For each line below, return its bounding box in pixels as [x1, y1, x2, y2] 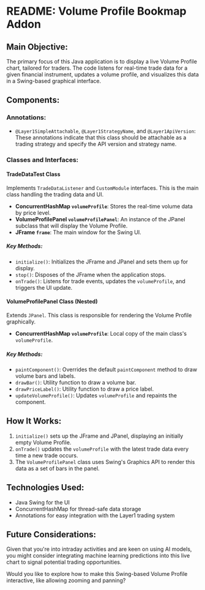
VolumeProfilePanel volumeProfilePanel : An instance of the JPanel [15, 215, 185, 223]
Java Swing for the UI [15, 498, 70, 506]
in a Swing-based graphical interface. [6, 78, 102, 84]
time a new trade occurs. [15, 451, 78, 459]
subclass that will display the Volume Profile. [15, 222, 128, 229]
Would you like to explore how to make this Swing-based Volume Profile [6, 570, 188, 578]
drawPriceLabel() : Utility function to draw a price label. [15, 385, 154, 393]
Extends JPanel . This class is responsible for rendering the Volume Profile [6, 311, 192, 319]
